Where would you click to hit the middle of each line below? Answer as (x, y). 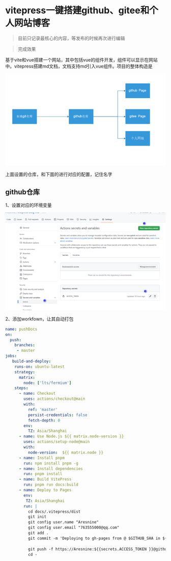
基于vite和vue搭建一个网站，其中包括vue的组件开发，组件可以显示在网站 (81, 60)
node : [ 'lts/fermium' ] (48, 383)
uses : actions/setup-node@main (57, 442)
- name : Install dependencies (51, 468)
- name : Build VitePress (45, 479)
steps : (21, 388)
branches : (25, 345)
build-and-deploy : (32, 362)
